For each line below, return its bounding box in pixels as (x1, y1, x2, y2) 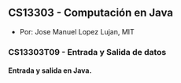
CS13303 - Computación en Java (8, 6, 174, 20)
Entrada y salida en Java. (8, 66, 92, 75)
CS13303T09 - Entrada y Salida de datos (8, 46, 167, 57)
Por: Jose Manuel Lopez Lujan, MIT (19, 27, 135, 36)
